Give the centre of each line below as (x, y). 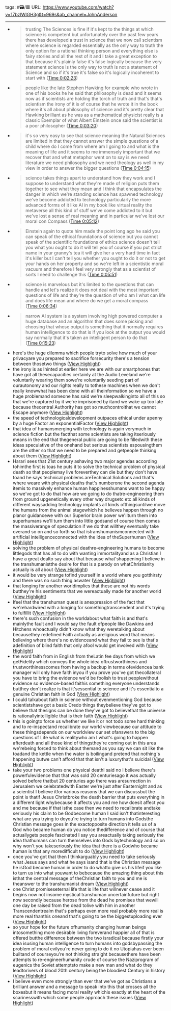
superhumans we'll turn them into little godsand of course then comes (86, 521)
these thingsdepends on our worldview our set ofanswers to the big (84, 732)
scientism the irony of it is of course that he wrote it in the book (92, 104)
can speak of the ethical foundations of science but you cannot (92, 237)
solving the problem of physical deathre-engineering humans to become (89, 548)
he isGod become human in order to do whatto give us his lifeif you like (87, 867)
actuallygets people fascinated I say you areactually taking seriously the (88, 835)
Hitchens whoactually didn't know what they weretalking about (79, 629)
